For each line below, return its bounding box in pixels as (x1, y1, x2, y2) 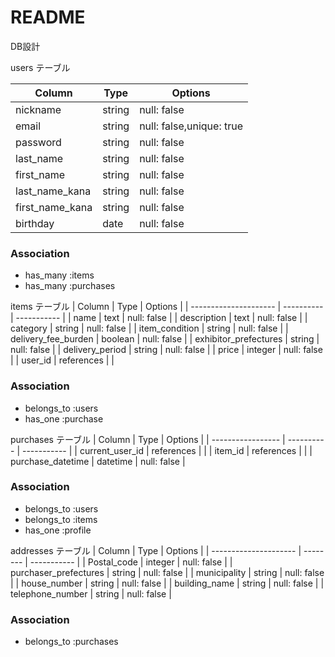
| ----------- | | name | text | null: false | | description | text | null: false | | (10, 312, 308, 324)
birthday (15, 216, 55, 230)
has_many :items (24, 269, 95, 281)
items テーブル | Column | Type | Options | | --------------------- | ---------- (10, 301, 324, 313)
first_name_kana (15, 200, 93, 214)
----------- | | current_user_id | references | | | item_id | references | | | (21, 444, 313, 456)
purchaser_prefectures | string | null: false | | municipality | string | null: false (10, 566, 325, 578)
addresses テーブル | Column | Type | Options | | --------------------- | (10, 544, 302, 556)
